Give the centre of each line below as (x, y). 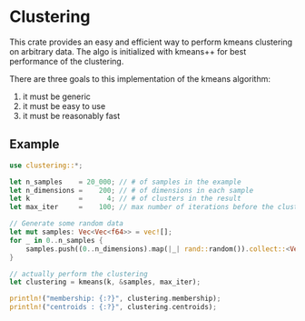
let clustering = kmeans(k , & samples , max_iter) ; (105, 282)
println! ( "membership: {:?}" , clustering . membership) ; (115, 299)
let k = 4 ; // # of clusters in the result (126, 199)
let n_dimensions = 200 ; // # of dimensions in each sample (132, 190)
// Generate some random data (67, 224)
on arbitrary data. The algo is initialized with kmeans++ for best (128, 51)
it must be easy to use (64, 105)
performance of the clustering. (67, 61)
